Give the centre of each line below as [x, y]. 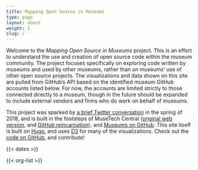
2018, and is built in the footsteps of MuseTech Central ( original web [89, 118]
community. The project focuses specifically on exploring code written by [96, 63]
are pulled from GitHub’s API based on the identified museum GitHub [90, 82]
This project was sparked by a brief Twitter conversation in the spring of [94, 113]
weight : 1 [18, 28]
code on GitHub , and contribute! [45, 137]
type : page [20, 17]
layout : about [24, 23]
